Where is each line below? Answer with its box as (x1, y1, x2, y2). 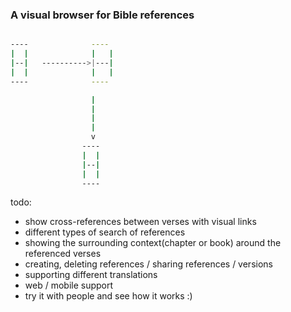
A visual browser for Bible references (10, 8, 195, 22)
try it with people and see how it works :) (24, 290, 193, 302)
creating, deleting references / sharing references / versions (24, 258, 273, 270)
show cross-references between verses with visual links (24, 216, 257, 228)
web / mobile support (24, 279, 114, 292)
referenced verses (24, 248, 102, 260)
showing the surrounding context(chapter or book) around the (24, 237, 282, 249)
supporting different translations (24, 269, 158, 281)
